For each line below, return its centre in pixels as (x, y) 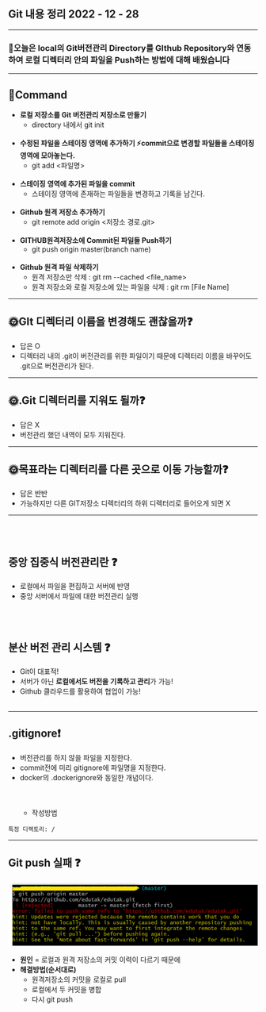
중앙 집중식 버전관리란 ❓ (63, 562)
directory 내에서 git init (68, 125)
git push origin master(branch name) (91, 249)
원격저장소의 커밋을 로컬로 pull (79, 979)
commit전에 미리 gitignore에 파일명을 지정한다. (93, 768)
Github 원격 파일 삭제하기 (59, 267)
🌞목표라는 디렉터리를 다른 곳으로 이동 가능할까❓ (118, 469)
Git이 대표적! (39, 671)
